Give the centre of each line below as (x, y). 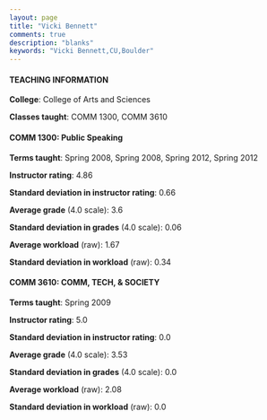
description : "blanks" (52, 43)
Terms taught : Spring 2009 (60, 302)
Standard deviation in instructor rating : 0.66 (93, 192)
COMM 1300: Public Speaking (66, 137)
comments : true (38, 34)
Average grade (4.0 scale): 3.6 (66, 210)
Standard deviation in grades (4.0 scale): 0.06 (95, 227)
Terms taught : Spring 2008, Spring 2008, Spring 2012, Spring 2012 (133, 157)
